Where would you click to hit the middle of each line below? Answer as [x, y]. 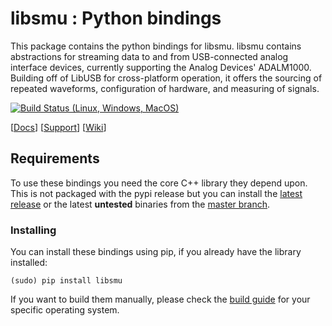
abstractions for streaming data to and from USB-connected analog [149, 56]
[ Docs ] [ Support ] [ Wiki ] [58, 127]
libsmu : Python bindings [116, 18]
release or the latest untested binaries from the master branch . [140, 204]
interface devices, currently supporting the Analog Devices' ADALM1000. [161, 67]
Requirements [55, 158]
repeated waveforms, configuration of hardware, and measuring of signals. [165, 88]
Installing [33, 230]
